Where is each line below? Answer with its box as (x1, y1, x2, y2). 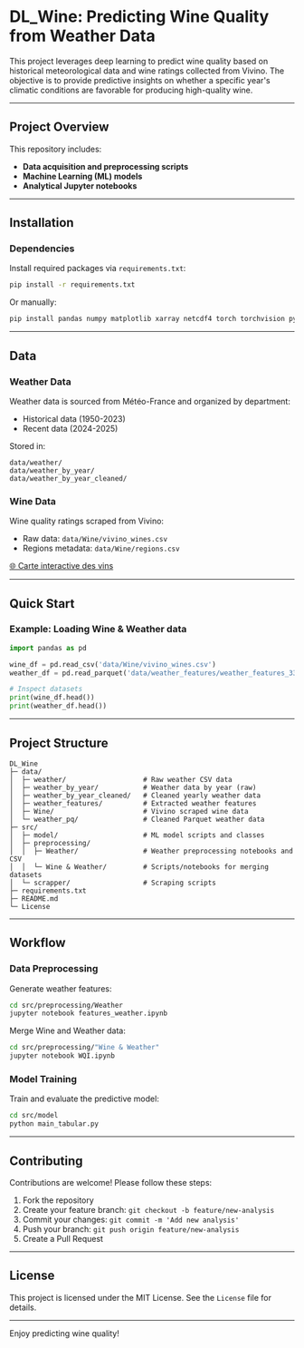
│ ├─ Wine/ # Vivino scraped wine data (9, 806, 249, 816)
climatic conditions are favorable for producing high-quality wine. (9, 84, 253, 95)
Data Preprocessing (9, 962, 99, 975)
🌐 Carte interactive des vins (9, 561, 114, 571)
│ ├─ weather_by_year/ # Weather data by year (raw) (9, 783, 257, 792)
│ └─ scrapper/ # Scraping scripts (9, 878, 217, 887)
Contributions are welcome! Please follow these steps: (9, 1177, 213, 1187)
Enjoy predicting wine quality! (9, 1327, 119, 1339)
